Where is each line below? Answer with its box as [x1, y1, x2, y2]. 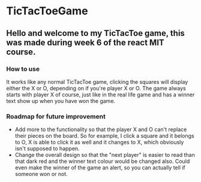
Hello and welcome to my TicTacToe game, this [6, 28, 185, 38]
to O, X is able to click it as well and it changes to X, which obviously [14, 139, 184, 146]
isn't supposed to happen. [14, 145, 80, 152]
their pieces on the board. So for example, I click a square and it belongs [14, 132, 194, 139]
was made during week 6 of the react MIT [6, 37, 165, 47]
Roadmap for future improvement [6, 112, 106, 120]
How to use [6, 65, 40, 73]
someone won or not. [14, 171, 68, 178]
